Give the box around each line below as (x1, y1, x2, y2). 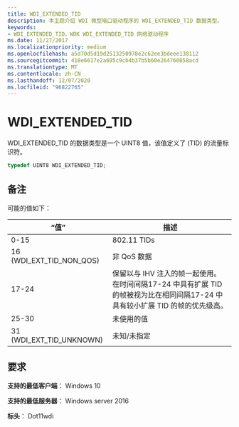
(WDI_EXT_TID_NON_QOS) (11, 255, 100, 265)
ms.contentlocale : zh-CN (7, 70, 81, 77)
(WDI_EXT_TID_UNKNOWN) (11, 335, 103, 345)
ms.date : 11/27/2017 (7, 37, 69, 44)
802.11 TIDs (112, 235, 155, 245)
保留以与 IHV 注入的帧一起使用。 (112, 268, 221, 278)
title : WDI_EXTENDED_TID (7, 10, 81, 18)
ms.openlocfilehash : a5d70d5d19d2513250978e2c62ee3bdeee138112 (7, 51, 199, 58)
